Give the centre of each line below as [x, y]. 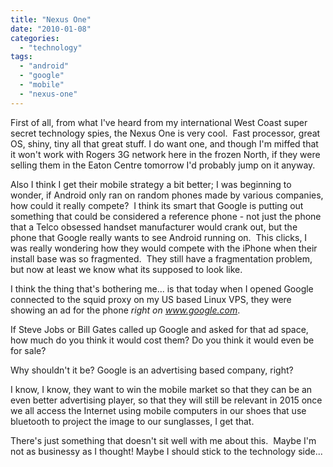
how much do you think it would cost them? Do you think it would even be [162, 340]
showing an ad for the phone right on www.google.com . [125, 310]
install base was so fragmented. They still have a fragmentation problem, [161, 258]
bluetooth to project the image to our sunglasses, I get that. [132, 421]
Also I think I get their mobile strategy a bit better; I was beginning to [151, 184]
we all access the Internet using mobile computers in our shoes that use [158, 410]
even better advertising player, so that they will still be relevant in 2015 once [166, 400]
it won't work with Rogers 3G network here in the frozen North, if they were [165, 154]
